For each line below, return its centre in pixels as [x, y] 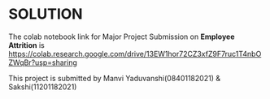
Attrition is [26, 45]
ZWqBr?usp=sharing [43, 62]
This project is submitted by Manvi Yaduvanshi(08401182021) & [115, 78]
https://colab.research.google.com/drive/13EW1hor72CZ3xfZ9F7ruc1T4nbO [135, 54]
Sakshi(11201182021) [43, 87]
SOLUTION [46, 14]
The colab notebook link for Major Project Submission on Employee [122, 37]
